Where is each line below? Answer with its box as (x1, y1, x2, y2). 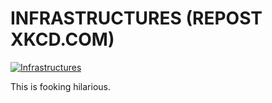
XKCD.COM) (10, 28, 115, 51)
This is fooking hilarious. (10, 80, 111, 92)
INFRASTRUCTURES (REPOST (10, 7, 263, 30)
